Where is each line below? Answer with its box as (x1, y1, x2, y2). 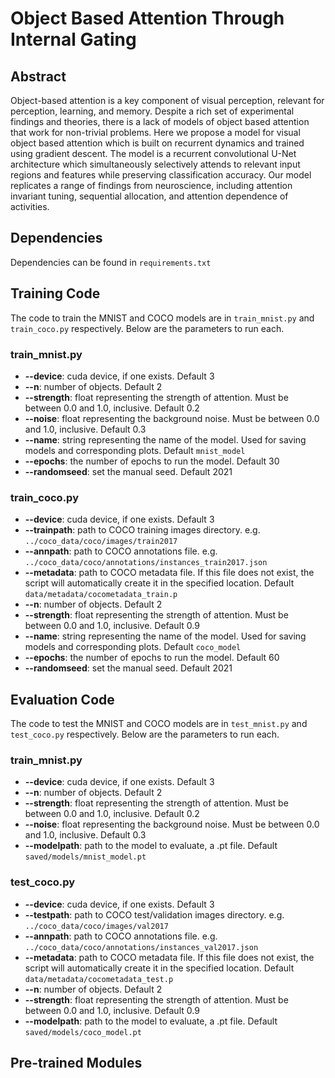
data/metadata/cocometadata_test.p (24, 974, 174, 984)
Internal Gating (10, 28, 137, 51)
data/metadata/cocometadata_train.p (24, 590, 178, 600)
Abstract (10, 68, 67, 85)
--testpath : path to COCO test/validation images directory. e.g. (24, 908, 285, 921)
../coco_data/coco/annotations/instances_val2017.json (24, 942, 259, 952)
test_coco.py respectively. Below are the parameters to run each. (10, 728, 280, 741)
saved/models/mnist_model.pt (24, 852, 147, 862)
